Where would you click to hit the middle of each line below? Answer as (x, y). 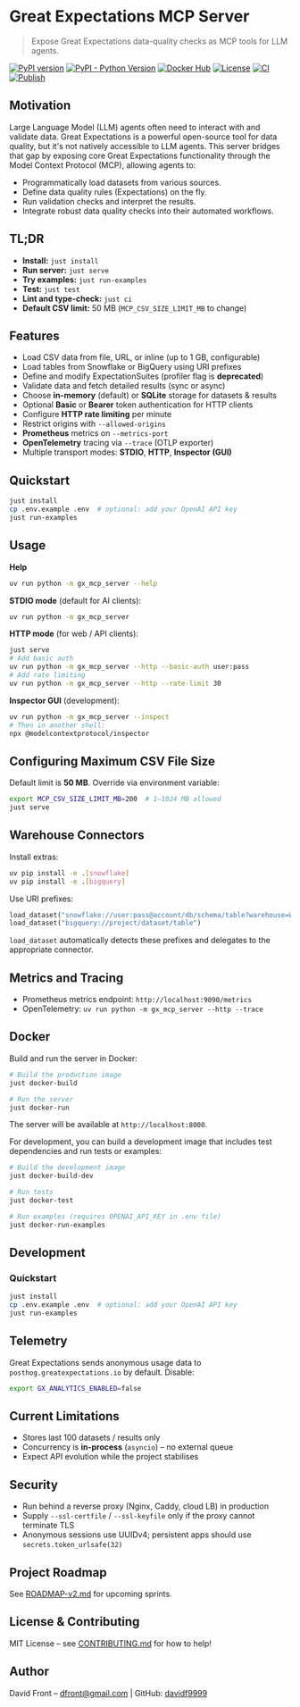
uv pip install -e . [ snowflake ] (69, 873)
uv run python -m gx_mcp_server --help (83, 583)
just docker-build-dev (51, 1176)
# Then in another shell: (57, 725)
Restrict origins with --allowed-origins (94, 424)
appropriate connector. (51, 950)
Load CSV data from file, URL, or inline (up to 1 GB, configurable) (141, 357)
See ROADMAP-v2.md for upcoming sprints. (91, 1594)
